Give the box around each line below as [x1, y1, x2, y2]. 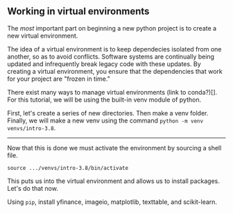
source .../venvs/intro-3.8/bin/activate [7, 164, 129, 171]
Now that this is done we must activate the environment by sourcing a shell [7, 143, 222, 152]
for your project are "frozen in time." [7, 74, 111, 83]
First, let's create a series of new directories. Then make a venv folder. [7, 109, 209, 117]
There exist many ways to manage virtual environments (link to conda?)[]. [7, 88, 218, 96]
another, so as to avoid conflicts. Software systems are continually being [7, 52, 215, 61]
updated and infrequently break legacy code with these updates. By [7, 59, 201, 68]
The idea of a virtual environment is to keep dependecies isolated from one [7, 45, 222, 53]
